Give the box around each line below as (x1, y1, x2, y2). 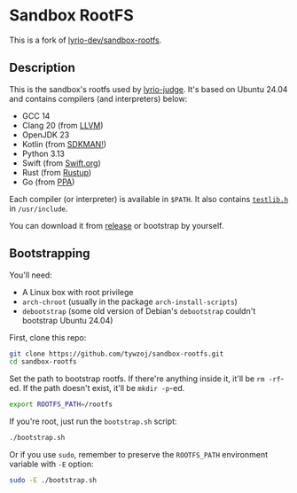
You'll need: (9, 270, 53, 280)
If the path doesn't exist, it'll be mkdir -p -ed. (22, 383, 185, 394)
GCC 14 (21, 110, 51, 121)
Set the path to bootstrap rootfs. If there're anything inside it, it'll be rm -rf (9, 373, 281, 384)
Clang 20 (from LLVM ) (21, 120, 104, 130)
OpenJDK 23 (21, 129, 70, 140)
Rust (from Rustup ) (21, 167, 91, 177)
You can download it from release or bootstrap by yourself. (9, 220, 224, 231)
